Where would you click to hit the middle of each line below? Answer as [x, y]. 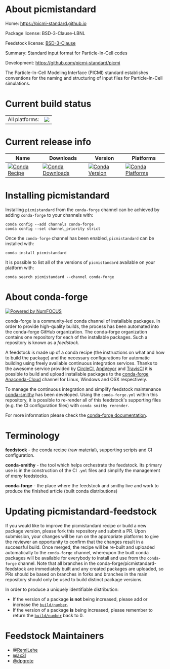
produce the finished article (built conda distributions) [61, 491]
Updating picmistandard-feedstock [81, 511]
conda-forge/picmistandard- [127, 563]
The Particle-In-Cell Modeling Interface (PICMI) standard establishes [77, 73]
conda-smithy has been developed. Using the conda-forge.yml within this [82, 394]
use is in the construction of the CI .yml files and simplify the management [83, 470]
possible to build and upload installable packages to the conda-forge [77, 374]
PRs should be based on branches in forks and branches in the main [76, 574]
